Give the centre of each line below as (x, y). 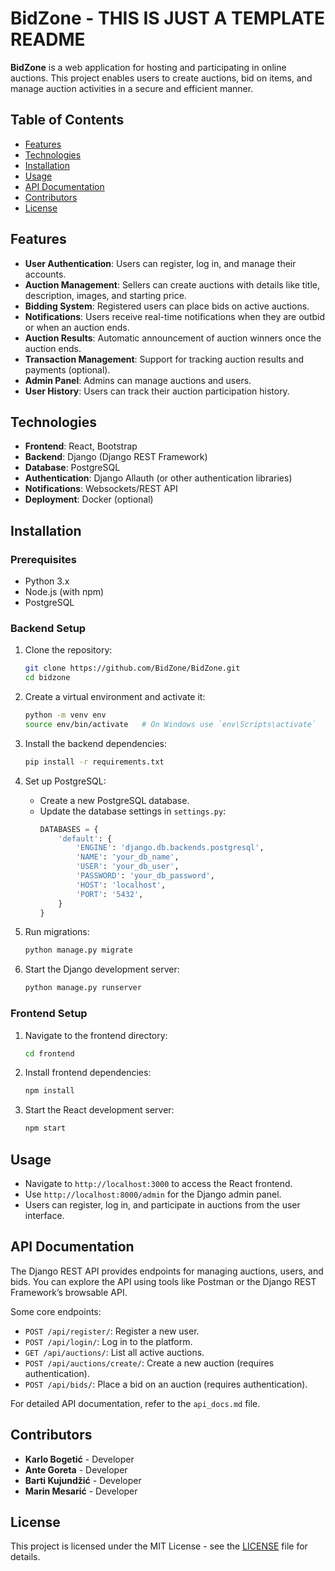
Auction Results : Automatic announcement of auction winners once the (173, 338)
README (48, 39)
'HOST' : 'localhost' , (121, 885)
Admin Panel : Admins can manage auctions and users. (138, 380)
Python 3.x (47, 581)
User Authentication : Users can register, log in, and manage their (160, 263)
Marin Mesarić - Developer (81, 1491)
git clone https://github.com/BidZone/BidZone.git (132, 668)
